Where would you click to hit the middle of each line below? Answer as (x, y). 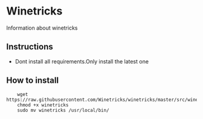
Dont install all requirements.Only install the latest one (82, 61)
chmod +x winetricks (43, 105)
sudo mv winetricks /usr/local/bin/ (63, 110)
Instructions (30, 47)
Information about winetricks (42, 28)
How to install (33, 81)
